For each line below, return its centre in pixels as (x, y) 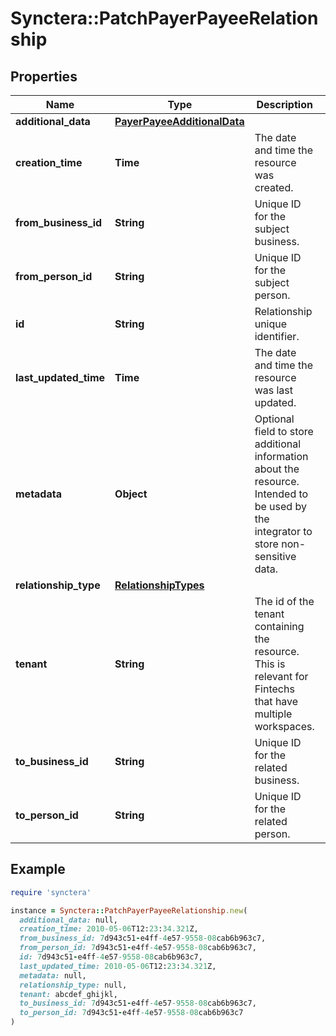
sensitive (275, 556)
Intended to (281, 494)
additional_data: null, (68, 920)
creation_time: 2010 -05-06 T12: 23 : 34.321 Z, (109, 929)
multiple (273, 714)
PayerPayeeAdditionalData (179, 121)
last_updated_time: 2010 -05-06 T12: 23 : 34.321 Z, (118, 966)
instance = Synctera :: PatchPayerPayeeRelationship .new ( (129, 910)
